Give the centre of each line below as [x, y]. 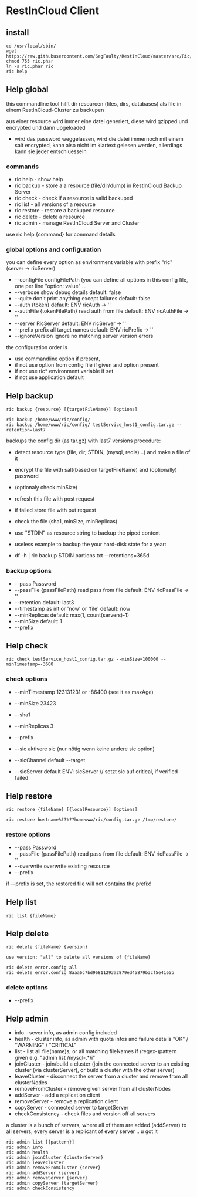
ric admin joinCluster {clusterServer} [55, 1158]
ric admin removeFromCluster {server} [53, 1168]
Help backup [30, 396]
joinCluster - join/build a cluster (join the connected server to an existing [102, 1064]
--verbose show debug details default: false [68, 292]
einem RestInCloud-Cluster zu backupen [55, 110]
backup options [29, 571]
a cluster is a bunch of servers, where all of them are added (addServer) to [96, 1125]
